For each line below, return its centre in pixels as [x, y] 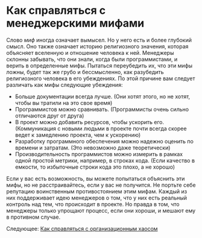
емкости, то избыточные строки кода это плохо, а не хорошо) [95, 167]
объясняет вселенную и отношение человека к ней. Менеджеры [90, 52]
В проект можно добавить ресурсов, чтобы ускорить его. [90, 122]
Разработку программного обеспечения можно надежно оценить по [104, 141]
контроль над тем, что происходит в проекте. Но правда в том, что [93, 204]
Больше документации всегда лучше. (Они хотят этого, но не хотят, [103, 96]
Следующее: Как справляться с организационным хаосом [82, 228]
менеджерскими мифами [75, 23]
